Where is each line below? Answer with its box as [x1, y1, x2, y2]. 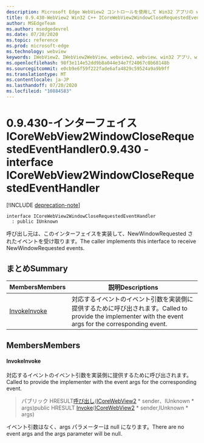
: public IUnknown [12, 218, 59, 225]
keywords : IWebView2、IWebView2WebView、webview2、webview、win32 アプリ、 [6, 54, 195, 60]
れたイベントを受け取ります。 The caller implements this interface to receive [6, 237, 196, 245]
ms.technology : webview [6, 49, 67, 55]
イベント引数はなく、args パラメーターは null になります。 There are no [6, 424, 185, 431]
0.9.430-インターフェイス [6, 116, 138, 130]
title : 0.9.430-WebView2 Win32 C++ [6, 15, 97, 21]
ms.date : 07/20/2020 [6, 32, 59, 38]
